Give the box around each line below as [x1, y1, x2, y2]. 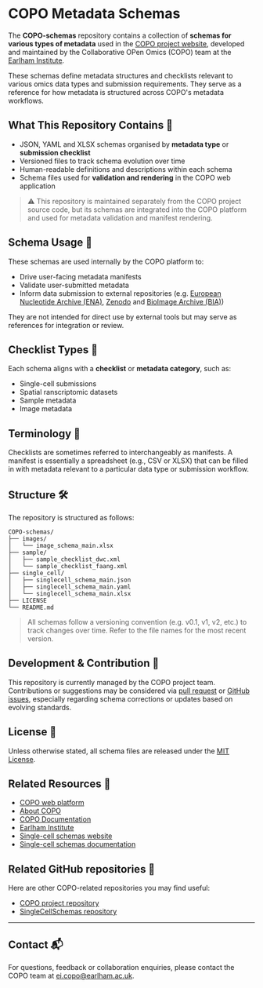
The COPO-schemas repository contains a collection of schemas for [8, 31, 232, 40]
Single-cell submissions [19, 379, 97, 388]
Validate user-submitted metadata [19, 280, 129, 290]
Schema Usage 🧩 [8, 236, 92, 250]
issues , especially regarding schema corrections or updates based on [8, 694, 233, 703]
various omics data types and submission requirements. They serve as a [8, 79, 242, 89]
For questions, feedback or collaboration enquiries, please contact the [8, 963, 235, 972]
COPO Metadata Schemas [8, 5, 181, 23]
